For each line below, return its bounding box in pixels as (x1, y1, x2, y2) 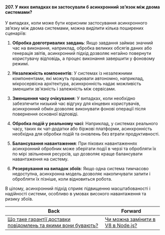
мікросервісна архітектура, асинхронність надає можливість (12, 81, 141, 87)
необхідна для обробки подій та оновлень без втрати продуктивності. (12, 131, 160, 137)
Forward (121, 208, 141, 214)
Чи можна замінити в (105, 216, 156, 223)
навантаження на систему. (12, 156, 69, 162)
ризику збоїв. (5, 196, 33, 202)
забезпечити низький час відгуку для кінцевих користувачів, (12, 101, 141, 106)
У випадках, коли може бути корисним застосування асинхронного (5, 20, 147, 26)
